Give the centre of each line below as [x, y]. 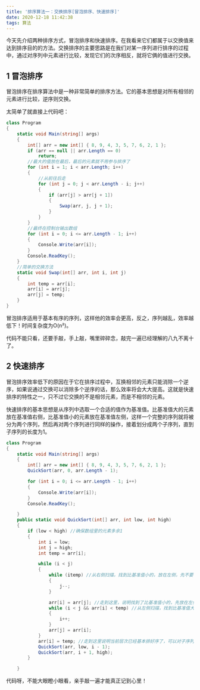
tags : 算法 [19, 23]
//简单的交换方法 [35, 267]
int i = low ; [54, 542]
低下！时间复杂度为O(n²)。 [39, 325]
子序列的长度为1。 [28, 431]
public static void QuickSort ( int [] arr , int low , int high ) [94, 520]
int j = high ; [55, 547]
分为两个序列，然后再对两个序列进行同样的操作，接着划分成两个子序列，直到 [100, 424]
